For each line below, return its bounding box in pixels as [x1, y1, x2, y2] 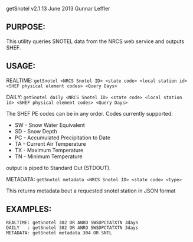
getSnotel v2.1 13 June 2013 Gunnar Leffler [6, 5, 110, 12]
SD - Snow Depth [14, 127, 57, 135]
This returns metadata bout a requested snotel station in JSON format [6, 187, 176, 194]
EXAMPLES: [6, 204, 52, 214]
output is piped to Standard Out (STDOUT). [6, 164, 111, 171]
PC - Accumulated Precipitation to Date [14, 134, 111, 141]
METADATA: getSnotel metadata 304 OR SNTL [6, 230, 112, 236]
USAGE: [6, 61, 36, 71]
